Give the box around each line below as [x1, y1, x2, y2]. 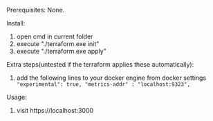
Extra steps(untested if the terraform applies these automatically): [6, 60, 194, 68]
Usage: [6, 93, 27, 101]
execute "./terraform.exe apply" [16, 47, 106, 55]
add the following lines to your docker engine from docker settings [16, 74, 207, 82]
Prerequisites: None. [6, 6, 65, 14]
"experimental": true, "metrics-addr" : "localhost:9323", [16, 81, 191, 88]
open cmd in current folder [16, 32, 93, 41]
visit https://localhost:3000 [16, 107, 94, 114]
